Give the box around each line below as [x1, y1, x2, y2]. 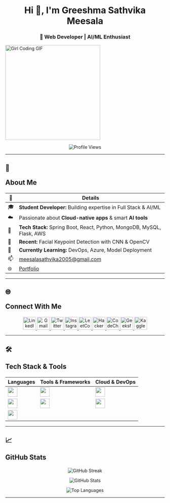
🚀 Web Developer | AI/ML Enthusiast [39, 33, 131, 40]
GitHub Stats [5, 453, 47, 462]
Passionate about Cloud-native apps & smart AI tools [19, 215, 148, 222]
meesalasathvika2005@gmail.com [19, 256, 102, 263]
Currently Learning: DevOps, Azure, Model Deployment [19, 246, 152, 254]
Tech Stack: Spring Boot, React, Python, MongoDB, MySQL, [19, 224, 161, 231]
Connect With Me [5, 302, 62, 311]
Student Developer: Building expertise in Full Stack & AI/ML [19, 204, 161, 211]
